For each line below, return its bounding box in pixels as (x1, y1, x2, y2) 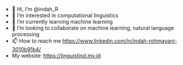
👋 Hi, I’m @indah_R (11, 6, 58, 12)
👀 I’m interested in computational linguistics (11, 12, 119, 19)
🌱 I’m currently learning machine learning (11, 18, 113, 25)
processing (11, 31, 40, 38)
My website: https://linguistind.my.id (11, 52, 101, 59)
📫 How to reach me (11, 37, 61, 44)
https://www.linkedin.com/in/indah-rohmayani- (62, 37, 177, 44)
